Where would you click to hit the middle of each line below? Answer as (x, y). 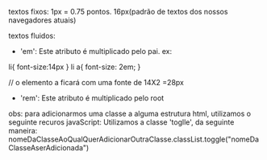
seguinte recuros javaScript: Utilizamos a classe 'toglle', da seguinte (121, 122)
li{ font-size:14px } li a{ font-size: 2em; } (75, 67)
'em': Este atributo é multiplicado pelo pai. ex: (96, 51)
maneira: (23, 131)
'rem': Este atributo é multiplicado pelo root (92, 98)
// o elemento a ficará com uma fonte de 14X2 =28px (96, 82)
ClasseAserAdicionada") (49, 148)
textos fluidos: (32, 36)
